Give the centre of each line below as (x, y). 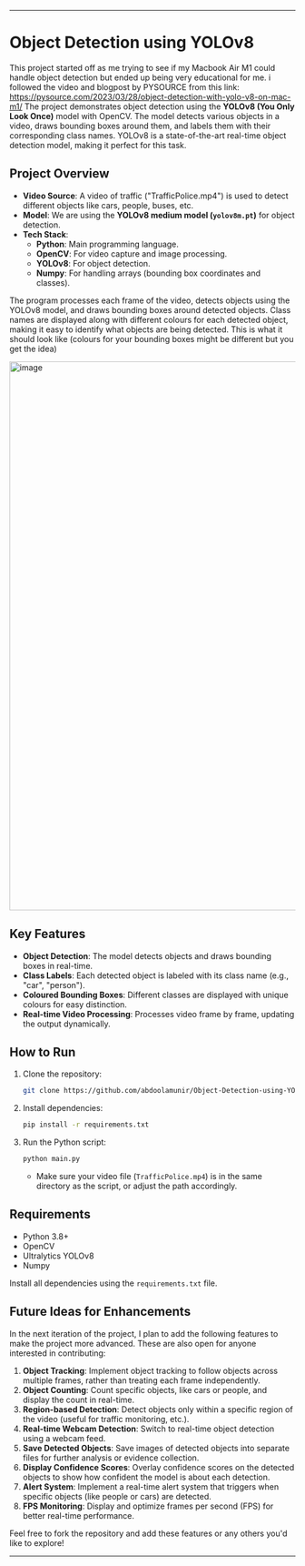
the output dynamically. (66, 1024)
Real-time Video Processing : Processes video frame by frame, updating (158, 1014)
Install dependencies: (63, 1108)
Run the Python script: (64, 1142)
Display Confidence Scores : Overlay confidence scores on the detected (158, 1467)
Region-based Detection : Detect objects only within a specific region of (157, 1409)
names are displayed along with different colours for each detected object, (149, 319)
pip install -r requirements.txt (86, 1125)
